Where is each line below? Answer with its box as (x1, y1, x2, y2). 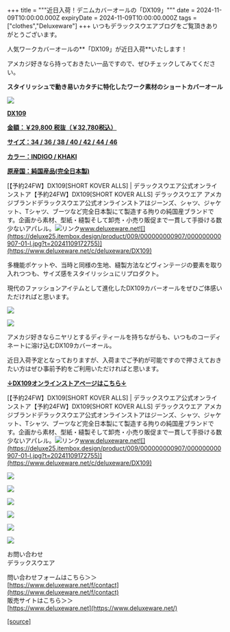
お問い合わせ (7, 550, 43, 558)
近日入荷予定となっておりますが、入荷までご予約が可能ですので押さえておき (7, 356, 222, 364)
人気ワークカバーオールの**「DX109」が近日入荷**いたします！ (7, 45, 188, 53)
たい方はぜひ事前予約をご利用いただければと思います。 (7, 365, 163, 372)
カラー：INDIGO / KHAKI (7, 153, 77, 160)
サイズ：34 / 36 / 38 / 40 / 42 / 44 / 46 (7, 138, 118, 146)
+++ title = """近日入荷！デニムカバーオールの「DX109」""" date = (7, 6, 195, 14)
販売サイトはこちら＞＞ (7, 596, 73, 605)
